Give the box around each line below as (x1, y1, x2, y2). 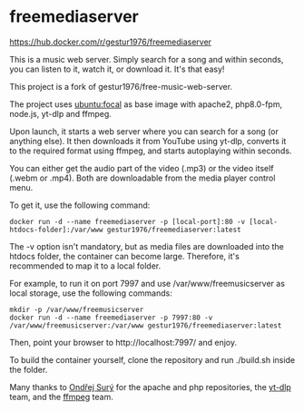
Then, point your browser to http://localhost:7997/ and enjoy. (9, 337, 238, 347)
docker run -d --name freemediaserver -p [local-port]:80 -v (9, 217, 246, 226)
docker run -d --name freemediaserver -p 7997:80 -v (9, 313, 213, 322)
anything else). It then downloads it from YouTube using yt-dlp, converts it (9, 135, 287, 146)
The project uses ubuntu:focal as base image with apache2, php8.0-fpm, (9, 98, 283, 110)
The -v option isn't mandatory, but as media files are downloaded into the (9, 240, 284, 251)
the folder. (9, 364, 48, 375)
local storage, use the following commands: (9, 288, 172, 298)
